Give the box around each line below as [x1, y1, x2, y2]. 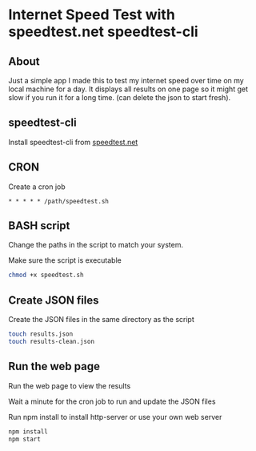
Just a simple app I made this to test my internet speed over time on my [8, 76, 244, 85]
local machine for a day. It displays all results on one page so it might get [8, 84, 248, 94]
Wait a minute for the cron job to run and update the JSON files [8, 397, 216, 406]
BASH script [8, 219, 70, 233]
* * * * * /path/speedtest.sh [8, 197, 110, 205]
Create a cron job [8, 182, 66, 191]
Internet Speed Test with [8, 6, 176, 24]
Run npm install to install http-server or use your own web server [8, 412, 222, 421]
